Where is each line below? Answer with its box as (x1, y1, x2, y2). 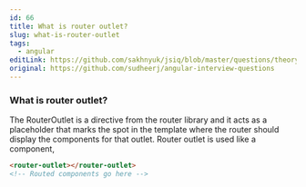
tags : (9, 38, 30, 48)
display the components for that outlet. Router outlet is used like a (9, 133, 257, 145)
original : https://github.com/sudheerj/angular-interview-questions (9, 64, 275, 74)
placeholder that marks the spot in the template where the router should (9, 124, 280, 135)
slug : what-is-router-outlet (9, 30, 120, 39)
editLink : (9, 55, 47, 64)
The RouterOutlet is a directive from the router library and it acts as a (9, 114, 268, 125)
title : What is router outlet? (9, 22, 128, 31)
